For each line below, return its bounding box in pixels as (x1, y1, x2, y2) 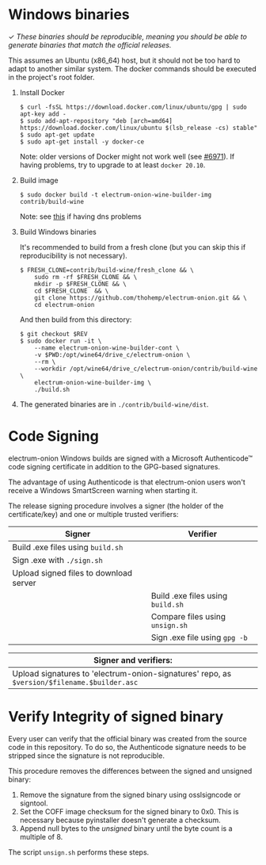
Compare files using (150, 610, 226, 622)
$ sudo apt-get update (19, 131, 95, 139)
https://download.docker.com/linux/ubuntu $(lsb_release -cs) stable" (19, 124, 258, 132)
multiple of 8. (19, 832, 63, 841)
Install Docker (19, 87, 65, 97)
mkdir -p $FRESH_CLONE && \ (34, 280, 127, 288)
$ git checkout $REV (19, 330, 88, 338)
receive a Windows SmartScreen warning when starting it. (8, 485, 198, 495)
